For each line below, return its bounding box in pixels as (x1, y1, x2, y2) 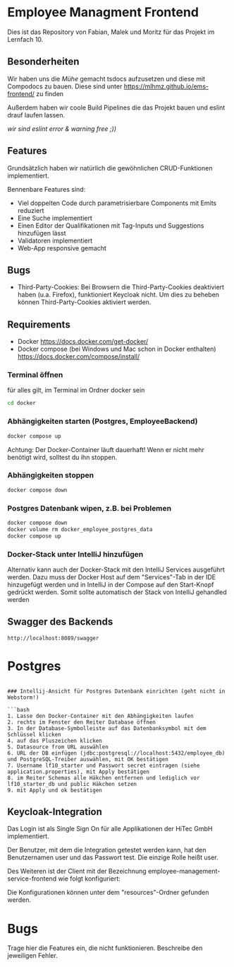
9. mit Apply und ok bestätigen (7, 787, 102, 794)
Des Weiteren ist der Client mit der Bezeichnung (7, 867, 147, 876)
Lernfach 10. (7, 35, 44, 43)
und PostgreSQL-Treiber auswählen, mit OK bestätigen (7, 755, 169, 763)
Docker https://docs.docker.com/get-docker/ (17, 337, 149, 346)
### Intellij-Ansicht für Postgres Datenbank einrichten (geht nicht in (7, 688, 226, 695)
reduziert (17, 206, 44, 214)
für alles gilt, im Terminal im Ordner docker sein (7, 386, 145, 395)
